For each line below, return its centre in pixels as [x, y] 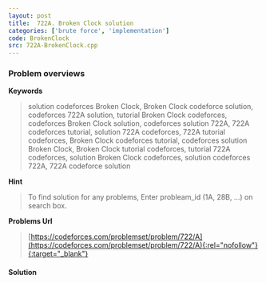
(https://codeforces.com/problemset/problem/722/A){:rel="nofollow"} [143, 245]
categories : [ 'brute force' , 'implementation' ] [89, 30]
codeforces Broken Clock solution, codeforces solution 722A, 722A [139, 123]
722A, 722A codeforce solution [79, 166]
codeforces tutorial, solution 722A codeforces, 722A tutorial [127, 132]
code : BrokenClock [39, 38]
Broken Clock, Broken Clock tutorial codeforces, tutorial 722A [129, 149]
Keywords [26, 91]
